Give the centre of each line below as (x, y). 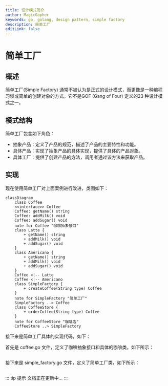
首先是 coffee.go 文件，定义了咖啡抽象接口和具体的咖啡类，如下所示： (80, 347)
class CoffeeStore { (36, 307)
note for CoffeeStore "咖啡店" (47, 321)
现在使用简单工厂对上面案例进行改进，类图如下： (57, 188)
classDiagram (19, 198)
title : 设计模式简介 (25, 10)
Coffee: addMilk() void (40, 216)
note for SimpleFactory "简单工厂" (51, 298)
